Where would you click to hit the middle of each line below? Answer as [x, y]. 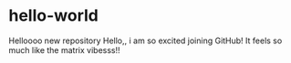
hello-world [54, 16]
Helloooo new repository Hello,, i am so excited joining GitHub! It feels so [145, 40]
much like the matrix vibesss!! [64, 49]
